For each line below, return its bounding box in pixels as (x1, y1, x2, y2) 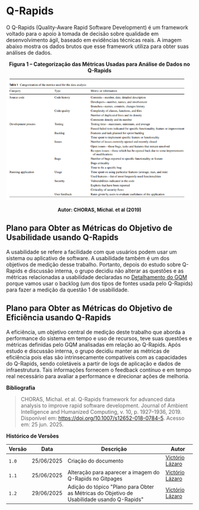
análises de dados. (6, 49, 52, 56)
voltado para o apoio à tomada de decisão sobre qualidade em (6, 30, 159, 37)
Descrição (101, 445, 127, 452)
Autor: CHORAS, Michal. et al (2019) (57, 207, 142, 213)
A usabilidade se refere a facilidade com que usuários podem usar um (6, 248, 177, 255)
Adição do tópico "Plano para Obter (67, 483, 155, 490)
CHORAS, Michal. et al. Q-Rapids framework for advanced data (20, 395, 175, 403)
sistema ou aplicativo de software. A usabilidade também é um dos (6, 254, 170, 262)
